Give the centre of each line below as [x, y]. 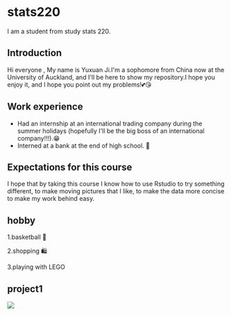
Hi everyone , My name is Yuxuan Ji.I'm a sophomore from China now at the [116, 69]
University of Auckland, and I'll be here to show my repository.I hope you [111, 77]
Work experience [45, 107]
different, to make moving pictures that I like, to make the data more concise [116, 191]
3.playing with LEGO [36, 267]
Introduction [35, 53]
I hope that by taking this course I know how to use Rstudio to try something [116, 184]
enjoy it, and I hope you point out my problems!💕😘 [79, 85]
